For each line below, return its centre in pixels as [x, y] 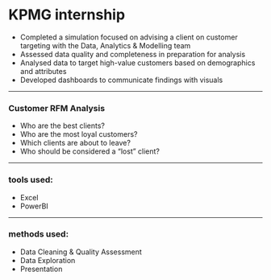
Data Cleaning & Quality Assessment [81, 252]
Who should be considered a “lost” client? [90, 151]
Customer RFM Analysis [57, 108]
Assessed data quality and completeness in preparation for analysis [133, 54]
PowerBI [34, 206]
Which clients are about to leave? [75, 143]
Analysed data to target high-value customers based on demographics [138, 63]
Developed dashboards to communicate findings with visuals [121, 80]
